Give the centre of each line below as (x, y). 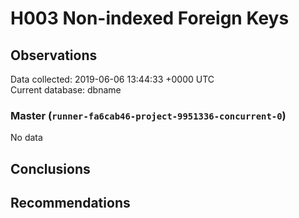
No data (26, 138)
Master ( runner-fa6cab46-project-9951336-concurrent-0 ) (148, 115)
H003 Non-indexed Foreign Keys (150, 18)
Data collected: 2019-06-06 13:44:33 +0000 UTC (112, 79)
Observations (54, 55)
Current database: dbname (66, 90)
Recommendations (70, 203)
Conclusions (50, 168)
